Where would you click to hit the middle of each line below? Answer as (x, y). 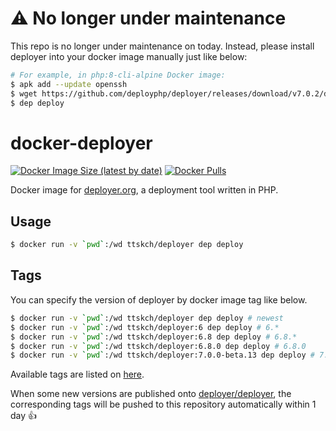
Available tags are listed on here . (77, 374)
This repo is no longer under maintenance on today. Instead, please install (162, 46)
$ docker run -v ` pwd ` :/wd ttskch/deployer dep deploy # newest (147, 318)
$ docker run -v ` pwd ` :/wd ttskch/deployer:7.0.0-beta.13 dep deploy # (162, 355)
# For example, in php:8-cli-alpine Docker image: (118, 75)
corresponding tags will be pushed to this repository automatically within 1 (163, 404)
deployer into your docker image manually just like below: (129, 56)
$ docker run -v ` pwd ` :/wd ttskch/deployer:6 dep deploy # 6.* (145, 327)
